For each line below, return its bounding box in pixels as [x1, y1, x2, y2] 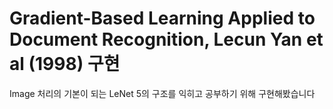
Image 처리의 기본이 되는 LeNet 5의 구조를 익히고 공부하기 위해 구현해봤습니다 [9, 87, 316, 99]
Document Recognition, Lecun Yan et [9, 28, 324, 51]
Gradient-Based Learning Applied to [9, 7, 316, 30]
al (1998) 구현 [9, 53, 121, 76]
